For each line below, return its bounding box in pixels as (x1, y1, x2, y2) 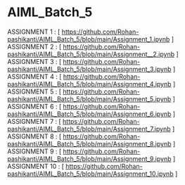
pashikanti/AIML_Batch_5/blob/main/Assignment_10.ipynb (7, 170, 174, 178)
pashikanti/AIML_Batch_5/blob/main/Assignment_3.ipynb (7, 65, 172, 73)
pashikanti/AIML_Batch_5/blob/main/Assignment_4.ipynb (7, 79, 172, 88)
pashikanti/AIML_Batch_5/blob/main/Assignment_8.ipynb (7, 139, 172, 148)
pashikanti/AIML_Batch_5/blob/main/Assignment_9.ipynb (7, 154, 172, 162)
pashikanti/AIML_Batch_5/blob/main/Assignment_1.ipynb (7, 34, 170, 43)
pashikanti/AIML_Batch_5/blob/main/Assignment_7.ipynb (7, 125, 171, 133)
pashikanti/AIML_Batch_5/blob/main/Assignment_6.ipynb (7, 110, 172, 118)
